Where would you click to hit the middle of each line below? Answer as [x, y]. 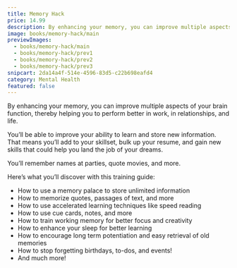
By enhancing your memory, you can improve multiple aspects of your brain [117, 106]
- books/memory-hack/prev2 [53, 60]
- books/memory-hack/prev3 [53, 66]
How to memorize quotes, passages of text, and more [96, 198]
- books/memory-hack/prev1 [53, 54]
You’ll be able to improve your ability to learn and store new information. [112, 135]
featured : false [31, 86]
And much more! [42, 258]
